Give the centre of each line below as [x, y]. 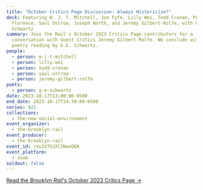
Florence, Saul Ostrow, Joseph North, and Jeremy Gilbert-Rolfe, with [102, 23]
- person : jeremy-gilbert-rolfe [53, 79]
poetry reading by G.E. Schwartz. [55, 46]
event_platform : [27, 152]
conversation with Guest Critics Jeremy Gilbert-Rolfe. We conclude [100, 40]
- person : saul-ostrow [40, 74]
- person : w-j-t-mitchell [44, 57]
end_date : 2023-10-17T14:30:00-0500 [52, 101]
